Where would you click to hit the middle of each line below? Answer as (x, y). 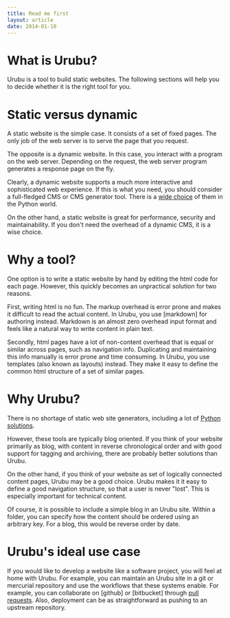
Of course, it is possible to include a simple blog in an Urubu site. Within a (111, 509)
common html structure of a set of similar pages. (76, 372)
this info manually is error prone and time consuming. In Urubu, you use (108, 357)
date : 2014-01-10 (32, 26)
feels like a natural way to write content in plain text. (81, 329)
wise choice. (25, 232)
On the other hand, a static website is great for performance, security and (112, 217)
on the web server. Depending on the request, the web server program (107, 162)
